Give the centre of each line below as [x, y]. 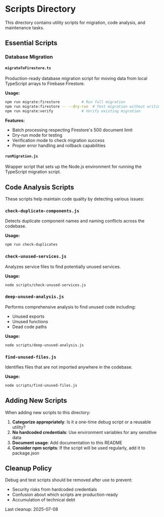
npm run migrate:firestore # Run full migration [65, 102]
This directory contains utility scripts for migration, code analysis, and [75, 22]
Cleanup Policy [29, 468]
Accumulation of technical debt [44, 500]
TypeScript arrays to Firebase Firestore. [45, 83]
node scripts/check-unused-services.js [46, 285]
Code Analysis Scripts [40, 187]
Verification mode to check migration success [58, 141]
